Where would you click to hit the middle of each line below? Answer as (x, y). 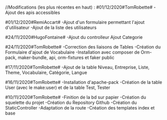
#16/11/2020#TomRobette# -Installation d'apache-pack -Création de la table (84, 82)
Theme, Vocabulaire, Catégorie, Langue (46, 72)
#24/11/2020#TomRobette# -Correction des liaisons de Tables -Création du (83, 47)
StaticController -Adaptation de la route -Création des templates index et (80, 108)
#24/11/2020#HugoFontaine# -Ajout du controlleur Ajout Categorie (74, 37)
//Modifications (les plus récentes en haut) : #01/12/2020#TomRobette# (79, 7)
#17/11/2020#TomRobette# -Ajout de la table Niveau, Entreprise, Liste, (77, 67)
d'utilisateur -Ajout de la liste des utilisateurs (51, 27)
